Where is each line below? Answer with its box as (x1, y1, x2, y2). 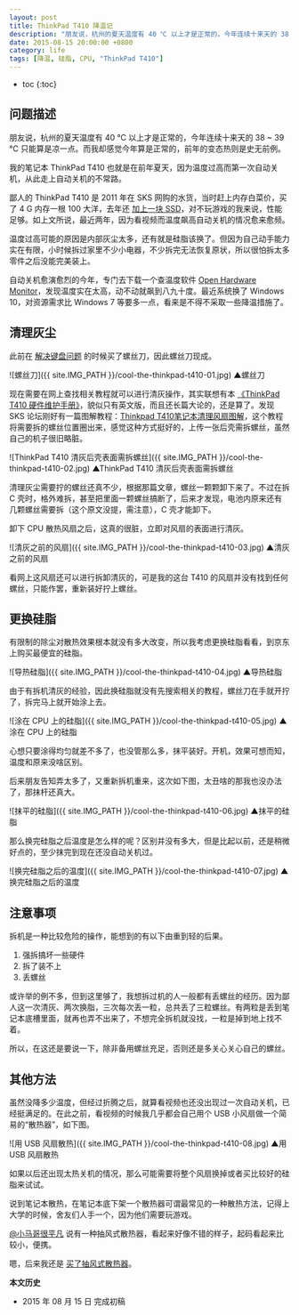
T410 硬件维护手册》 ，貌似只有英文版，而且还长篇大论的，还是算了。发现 (9, 399, 275, 410)
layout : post (9, 12, 58, 22)
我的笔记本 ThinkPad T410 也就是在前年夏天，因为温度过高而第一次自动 (9, 162, 271, 173)
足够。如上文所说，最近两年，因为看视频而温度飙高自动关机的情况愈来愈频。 (9, 214, 290, 225)
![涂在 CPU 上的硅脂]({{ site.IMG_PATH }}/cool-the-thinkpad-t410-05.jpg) (9, 715, 278, 726)
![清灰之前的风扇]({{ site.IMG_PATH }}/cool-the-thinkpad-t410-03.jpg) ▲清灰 (9, 542, 291, 553)
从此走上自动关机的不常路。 (24, 173, 126, 183)
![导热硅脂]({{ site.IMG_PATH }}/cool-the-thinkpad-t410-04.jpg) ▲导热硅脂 (9, 666, 283, 677)
